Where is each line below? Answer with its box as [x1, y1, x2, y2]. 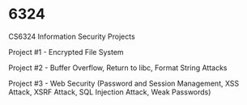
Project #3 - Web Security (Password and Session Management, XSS [8, 78, 240, 88]
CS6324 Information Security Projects [8, 31, 135, 41]
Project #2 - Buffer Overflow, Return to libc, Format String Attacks [8, 62, 228, 73]
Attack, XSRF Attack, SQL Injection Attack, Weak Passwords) [8, 86, 211, 97]
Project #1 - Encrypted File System [8, 47, 124, 57]
